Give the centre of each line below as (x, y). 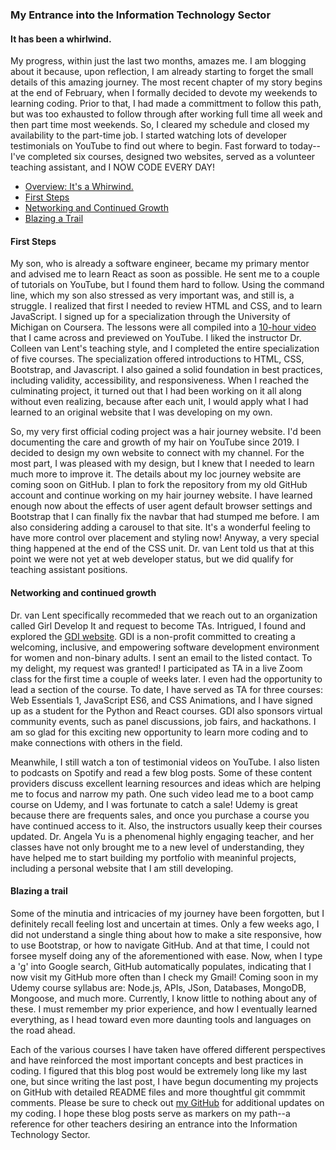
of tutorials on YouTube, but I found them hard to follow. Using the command (167, 285)
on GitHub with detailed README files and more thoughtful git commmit (158, 1092)
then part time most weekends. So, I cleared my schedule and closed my (160, 125)
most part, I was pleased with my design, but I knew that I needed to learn (162, 464)
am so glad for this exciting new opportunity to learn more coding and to (159, 732)
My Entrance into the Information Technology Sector (141, 15)
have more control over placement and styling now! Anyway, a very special (165, 538)
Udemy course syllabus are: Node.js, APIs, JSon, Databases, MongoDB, (158, 987)
